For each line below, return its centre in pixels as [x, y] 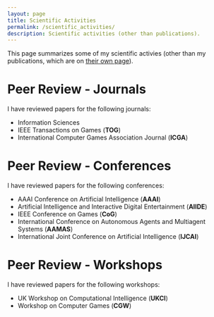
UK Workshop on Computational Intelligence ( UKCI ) [93, 298]
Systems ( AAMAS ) [45, 229]
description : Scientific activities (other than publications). [104, 33]
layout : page [26, 14]
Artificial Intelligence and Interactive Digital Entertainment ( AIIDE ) [112, 207]
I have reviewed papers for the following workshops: [84, 285]
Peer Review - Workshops [85, 265]
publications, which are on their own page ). [70, 61]
